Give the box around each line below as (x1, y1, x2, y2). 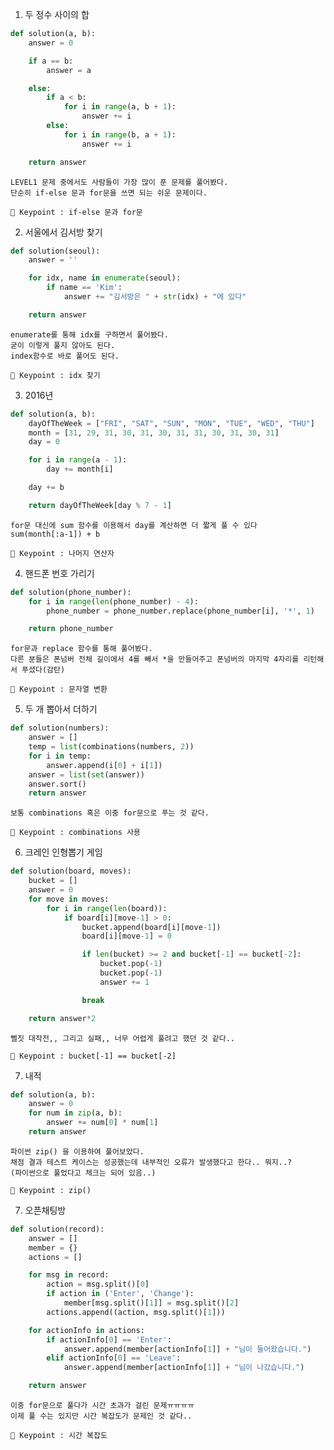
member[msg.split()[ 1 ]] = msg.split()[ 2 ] (63, 1298, 240, 1308)
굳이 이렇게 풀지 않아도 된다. (10, 340, 116, 350)
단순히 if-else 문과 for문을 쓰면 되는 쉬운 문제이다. (10, 188, 208, 198)
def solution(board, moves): (10, 866, 132, 877)
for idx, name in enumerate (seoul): (28, 273, 182, 283)
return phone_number (28, 624, 114, 634)
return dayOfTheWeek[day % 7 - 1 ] (28, 500, 172, 510)
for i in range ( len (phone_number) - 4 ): (28, 596, 199, 607)
